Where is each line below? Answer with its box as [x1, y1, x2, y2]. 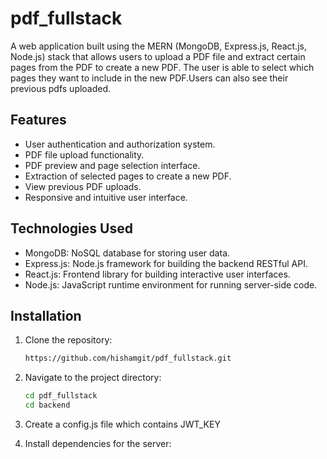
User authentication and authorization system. [24, 138, 216, 150]
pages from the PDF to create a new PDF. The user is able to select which [10, 61, 315, 73]
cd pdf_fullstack [24, 391, 98, 401]
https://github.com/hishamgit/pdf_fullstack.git [24, 353, 232, 364]
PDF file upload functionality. [24, 148, 145, 161]
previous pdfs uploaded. [10, 82, 112, 94]
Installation [10, 307, 82, 324]
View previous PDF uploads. [24, 180, 142, 192]
